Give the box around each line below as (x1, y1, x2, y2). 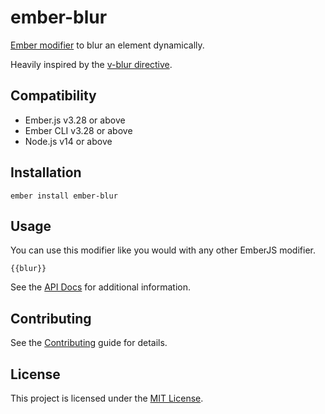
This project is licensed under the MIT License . (10, 392, 204, 404)
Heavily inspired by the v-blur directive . (10, 58, 173, 70)
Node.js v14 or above (24, 135, 113, 147)
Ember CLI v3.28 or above (24, 124, 133, 136)
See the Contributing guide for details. (10, 337, 168, 349)
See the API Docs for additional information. (10, 281, 192, 293)
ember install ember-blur (10, 191, 118, 201)
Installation (10, 164, 82, 181)
